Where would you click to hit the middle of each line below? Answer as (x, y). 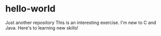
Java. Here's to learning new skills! (42, 27)
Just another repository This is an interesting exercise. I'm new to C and (81, 22)
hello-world (31, 9)
